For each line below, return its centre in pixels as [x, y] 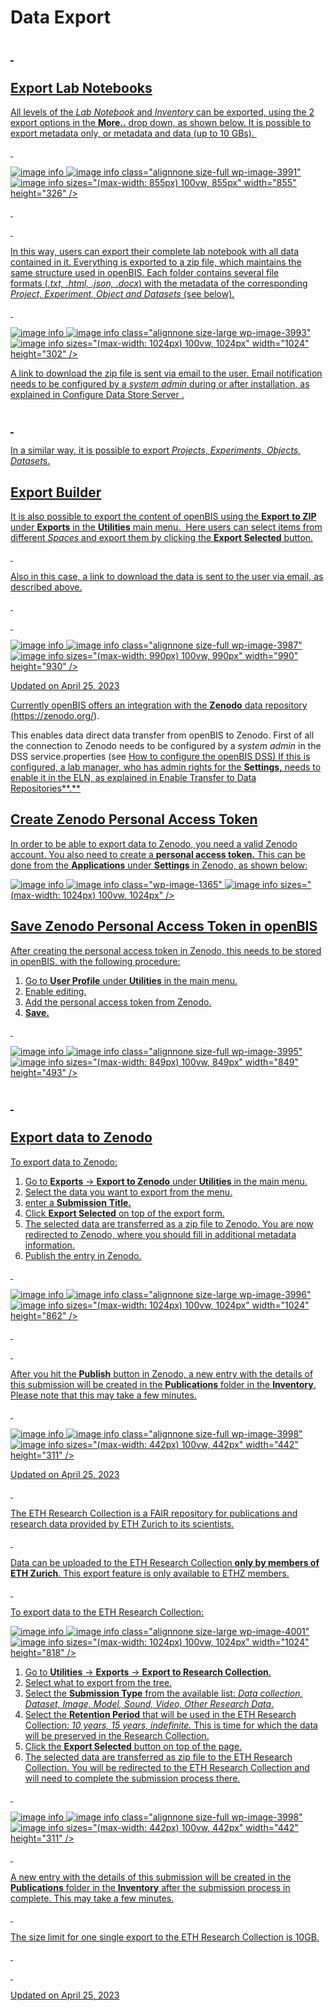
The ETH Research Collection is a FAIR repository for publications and [154, 1513]
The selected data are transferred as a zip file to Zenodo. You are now [169, 1223]
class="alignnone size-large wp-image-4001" [215, 1631]
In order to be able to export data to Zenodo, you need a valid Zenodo [154, 843]
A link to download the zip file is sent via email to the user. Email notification [166, 373]
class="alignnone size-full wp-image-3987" [212, 645]
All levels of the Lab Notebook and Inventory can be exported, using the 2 [162, 112]
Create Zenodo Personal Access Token [134, 819]
